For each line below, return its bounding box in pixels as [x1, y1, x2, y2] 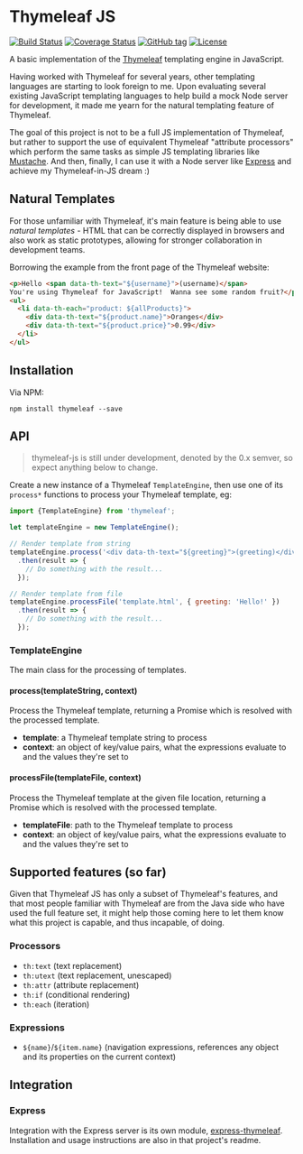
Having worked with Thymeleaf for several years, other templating [9, 70, 255, 82]
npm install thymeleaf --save [9, 404, 124, 413]
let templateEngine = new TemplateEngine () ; [9, 523, 179, 532]
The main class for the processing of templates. [9, 665, 187, 676]
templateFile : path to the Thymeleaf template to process [22, 819, 234, 830]
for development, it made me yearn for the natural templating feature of [9, 99, 275, 110]
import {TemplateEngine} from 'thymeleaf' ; [9, 507, 176, 516]
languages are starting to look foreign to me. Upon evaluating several [9, 80, 266, 91]
